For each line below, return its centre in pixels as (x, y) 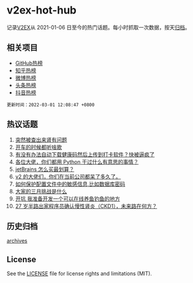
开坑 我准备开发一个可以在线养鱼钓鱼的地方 (67, 199)
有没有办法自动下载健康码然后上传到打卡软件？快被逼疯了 (85, 154)
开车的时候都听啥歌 (39, 147)
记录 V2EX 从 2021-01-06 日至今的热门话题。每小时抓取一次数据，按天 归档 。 (99, 27)
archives (17, 241)
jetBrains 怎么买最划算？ (45, 169)
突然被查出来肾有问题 (41, 140)
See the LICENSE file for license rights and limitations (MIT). (79, 274)
